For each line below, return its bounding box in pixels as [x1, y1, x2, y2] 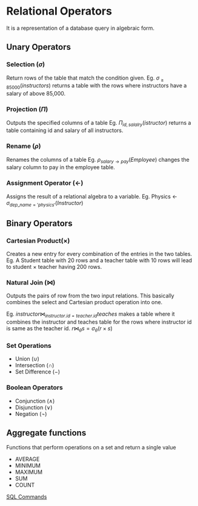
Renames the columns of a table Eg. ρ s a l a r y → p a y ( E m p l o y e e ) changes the [6, 156, 190, 165]
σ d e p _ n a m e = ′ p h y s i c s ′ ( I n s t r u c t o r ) [6, 199, 84, 208]
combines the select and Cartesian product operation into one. [6, 299, 163, 306]
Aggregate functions [6, 428, 87, 438]
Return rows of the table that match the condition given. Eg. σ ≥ [6, 74, 165, 83]
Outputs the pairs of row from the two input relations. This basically [6, 292, 174, 299]
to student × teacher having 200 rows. [6, 263, 102, 271]
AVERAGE [15, 456, 40, 463]
